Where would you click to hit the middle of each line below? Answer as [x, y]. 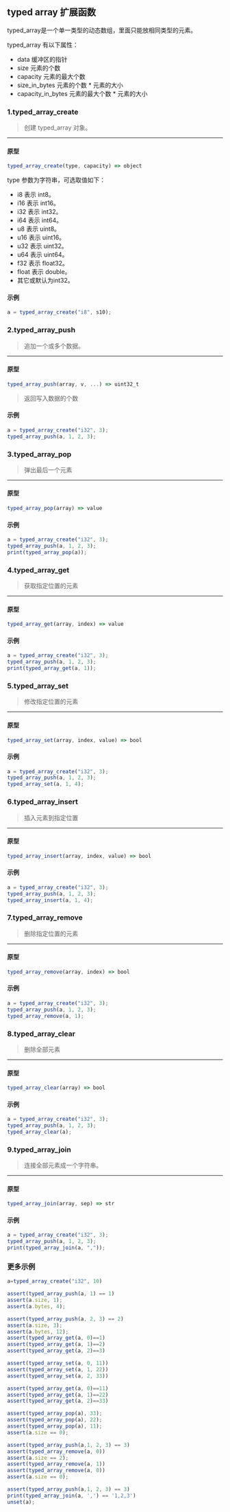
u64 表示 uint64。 [42, 255]
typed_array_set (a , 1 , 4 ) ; [46, 784]
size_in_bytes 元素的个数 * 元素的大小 [70, 85]
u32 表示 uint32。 [42, 246]
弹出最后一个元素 [48, 469]
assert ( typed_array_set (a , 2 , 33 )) [58, 1376]
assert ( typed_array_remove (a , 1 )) [56, 1464]
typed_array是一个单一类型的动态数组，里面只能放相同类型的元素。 [102, 30]
